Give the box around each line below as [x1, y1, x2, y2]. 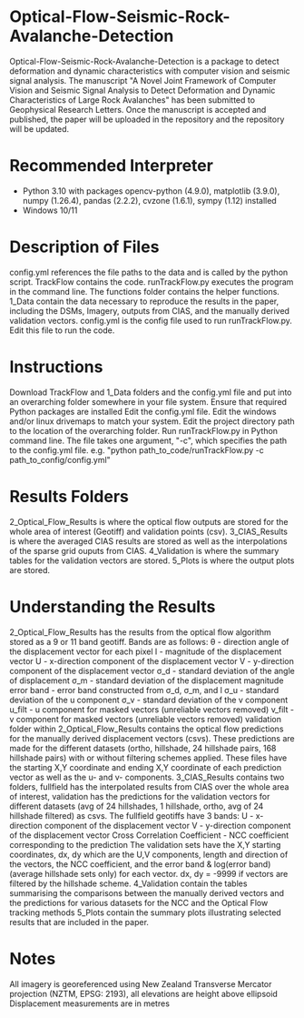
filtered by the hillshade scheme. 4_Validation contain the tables [9, 878, 248, 889]
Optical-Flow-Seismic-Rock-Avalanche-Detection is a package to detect [9, 55, 279, 66]
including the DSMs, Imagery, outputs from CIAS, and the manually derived [9, 305, 290, 316]
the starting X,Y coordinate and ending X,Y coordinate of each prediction [9, 761, 282, 772]
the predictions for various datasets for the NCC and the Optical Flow [9, 897, 269, 908]
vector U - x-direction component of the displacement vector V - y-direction [9, 655, 295, 666]
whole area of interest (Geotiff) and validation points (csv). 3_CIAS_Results [9, 526, 289, 537]
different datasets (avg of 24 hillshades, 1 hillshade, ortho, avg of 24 [9, 801, 264, 811]
